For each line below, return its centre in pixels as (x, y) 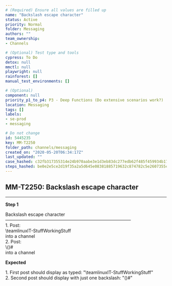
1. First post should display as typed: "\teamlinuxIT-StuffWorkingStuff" (79, 272)
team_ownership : (23, 39)
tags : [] (15, 110)
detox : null (18, 62)
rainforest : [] (21, 77)
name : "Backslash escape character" (44, 15)
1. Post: (13, 225)
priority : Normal (24, 24)
